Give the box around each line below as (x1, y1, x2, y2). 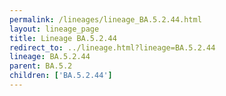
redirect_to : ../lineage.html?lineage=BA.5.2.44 (9, 42, 216, 53)
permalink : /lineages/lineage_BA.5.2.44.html (9, 14, 202, 25)
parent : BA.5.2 (9, 61, 73, 71)
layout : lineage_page (9, 24, 100, 34)
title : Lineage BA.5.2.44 (9, 33, 117, 43)
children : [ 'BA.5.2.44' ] (9, 71, 113, 81)
